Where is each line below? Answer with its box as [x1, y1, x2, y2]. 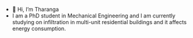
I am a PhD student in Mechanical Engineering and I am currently [12, 12, 176, 19]
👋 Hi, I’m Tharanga [12, 6, 59, 13]
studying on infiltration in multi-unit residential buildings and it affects [12, 19, 187, 25]
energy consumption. [12, 25, 66, 32]
